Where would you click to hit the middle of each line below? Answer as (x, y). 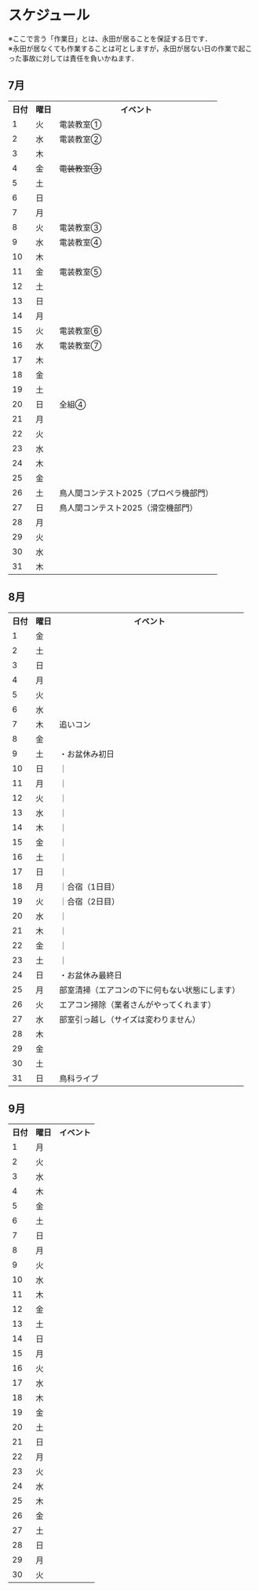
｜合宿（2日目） (89, 901)
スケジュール (49, 15)
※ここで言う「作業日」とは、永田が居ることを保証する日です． (110, 39)
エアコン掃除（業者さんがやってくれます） (137, 1004)
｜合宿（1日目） (89, 886)
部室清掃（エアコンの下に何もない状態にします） (150, 989)
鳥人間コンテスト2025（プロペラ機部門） (136, 493)
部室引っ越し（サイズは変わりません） (130, 1019)
